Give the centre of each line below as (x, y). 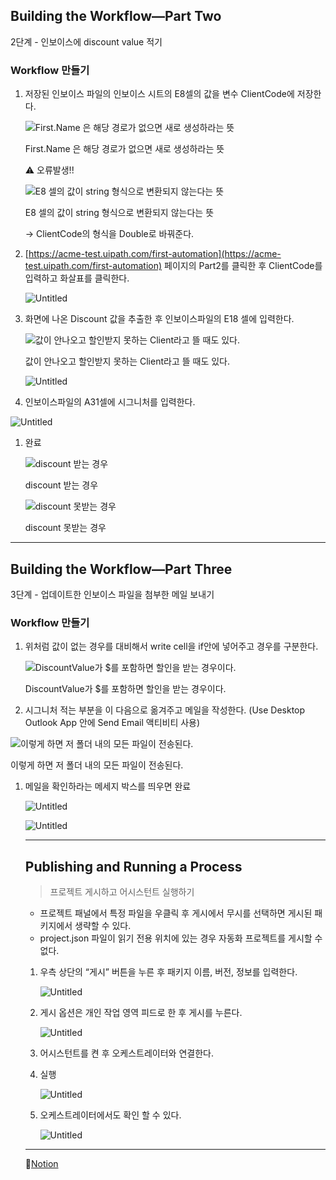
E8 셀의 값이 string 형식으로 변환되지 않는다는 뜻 (119, 213)
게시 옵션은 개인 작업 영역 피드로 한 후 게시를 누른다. (141, 1013)
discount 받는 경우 (61, 485)
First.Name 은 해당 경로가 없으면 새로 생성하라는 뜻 (124, 149)
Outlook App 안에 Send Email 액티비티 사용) (112, 723)
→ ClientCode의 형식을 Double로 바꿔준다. (109, 234)
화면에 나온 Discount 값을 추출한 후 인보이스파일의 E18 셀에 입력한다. (159, 319)
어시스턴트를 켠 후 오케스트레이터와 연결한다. (126, 1053)
